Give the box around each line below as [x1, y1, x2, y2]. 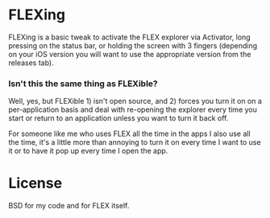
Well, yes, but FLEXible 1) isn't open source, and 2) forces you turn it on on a [8, 97, 262, 106]
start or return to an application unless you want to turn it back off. [8, 113, 229, 123]
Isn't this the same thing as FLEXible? [8, 78, 159, 89]
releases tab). [8, 58, 54, 68]
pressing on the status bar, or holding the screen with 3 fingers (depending [8, 40, 258, 50]
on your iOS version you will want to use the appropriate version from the [8, 49, 251, 59]
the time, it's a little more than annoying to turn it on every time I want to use [8, 138, 261, 147]
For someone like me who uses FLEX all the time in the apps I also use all [8, 129, 251, 138]
